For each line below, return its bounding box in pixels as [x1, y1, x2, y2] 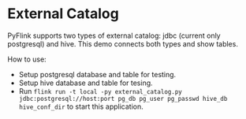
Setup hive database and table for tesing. [18, 78, 153, 87]
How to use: [7, 54, 47, 64]
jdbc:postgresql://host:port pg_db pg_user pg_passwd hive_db [18, 95, 228, 102]
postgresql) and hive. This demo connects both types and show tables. [7, 39, 238, 48]
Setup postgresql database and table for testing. [18, 69, 177, 79]
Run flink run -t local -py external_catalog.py [18, 86, 182, 95]
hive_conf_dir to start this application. [18, 102, 143, 111]
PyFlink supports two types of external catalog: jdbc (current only [7, 31, 222, 40]
